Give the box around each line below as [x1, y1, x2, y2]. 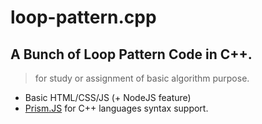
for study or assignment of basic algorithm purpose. [34, 72, 250, 84]
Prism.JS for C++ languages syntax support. [24, 102, 209, 114]
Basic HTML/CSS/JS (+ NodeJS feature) [24, 92, 192, 103]
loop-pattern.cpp [10, 6, 157, 29]
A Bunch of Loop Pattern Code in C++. [10, 46, 253, 63]
